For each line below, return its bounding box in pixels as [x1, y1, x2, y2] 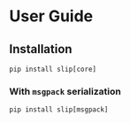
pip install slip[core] [9, 65, 97, 73]
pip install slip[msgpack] [9, 105, 109, 114]
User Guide [9, 6, 94, 27]
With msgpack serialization [9, 85, 121, 97]
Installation [9, 42, 73, 57]
